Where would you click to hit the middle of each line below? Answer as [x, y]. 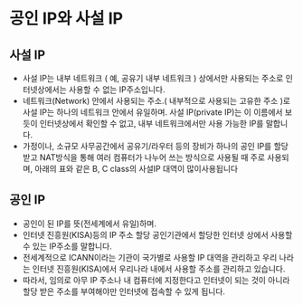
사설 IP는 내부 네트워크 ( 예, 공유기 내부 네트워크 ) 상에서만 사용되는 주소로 [153, 78]
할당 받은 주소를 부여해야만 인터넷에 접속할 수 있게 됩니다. [124, 291]
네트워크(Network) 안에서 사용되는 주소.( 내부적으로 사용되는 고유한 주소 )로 [156, 101]
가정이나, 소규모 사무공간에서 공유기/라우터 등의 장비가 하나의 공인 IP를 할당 [156, 146]
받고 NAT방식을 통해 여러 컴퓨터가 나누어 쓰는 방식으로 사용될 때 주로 [143, 157]
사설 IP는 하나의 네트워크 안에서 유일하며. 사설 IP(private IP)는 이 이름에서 [152, 112]
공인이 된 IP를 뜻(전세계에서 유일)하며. [89, 224]
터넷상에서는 [45, 90]
